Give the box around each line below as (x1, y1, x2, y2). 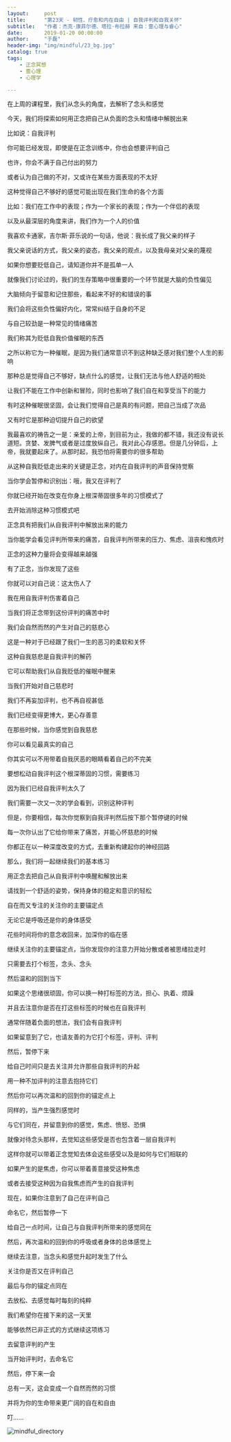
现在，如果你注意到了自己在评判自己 (7, 1194, 110, 1202)
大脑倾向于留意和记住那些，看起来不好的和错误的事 (7, 290, 152, 298)
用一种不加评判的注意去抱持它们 (7, 1077, 98, 1085)
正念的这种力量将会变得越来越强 (7, 550, 98, 558)
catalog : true (7, 49, 48, 56)
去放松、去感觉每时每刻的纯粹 (7, 1296, 91, 1305)
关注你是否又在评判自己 (7, 1267, 74, 1275)
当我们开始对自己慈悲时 (7, 682, 74, 690)
